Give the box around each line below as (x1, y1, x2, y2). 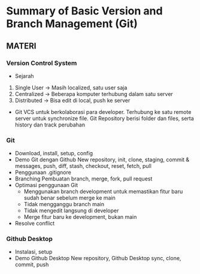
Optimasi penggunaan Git (14, 182, 78, 189)
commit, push (14, 261, 49, 268)
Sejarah (14, 72, 34, 79)
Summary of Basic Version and (6, 4, 163, 18)
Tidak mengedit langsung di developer (23, 207, 119, 214)
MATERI (6, 41, 37, 51)
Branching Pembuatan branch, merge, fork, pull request (14, 175, 153, 182)
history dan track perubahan (14, 121, 86, 128)
